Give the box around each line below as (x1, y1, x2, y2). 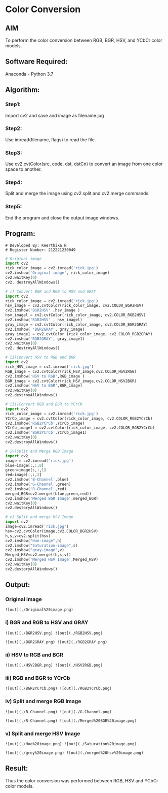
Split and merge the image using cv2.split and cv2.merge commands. (5, 191, 150, 197)
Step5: (5, 203, 22, 210)
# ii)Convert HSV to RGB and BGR (5, 355, 76, 360)
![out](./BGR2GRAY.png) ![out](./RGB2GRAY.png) (5, 639, 108, 645)
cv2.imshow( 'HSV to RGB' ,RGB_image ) (5, 373, 85, 379)
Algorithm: (5, 85, 40, 94)
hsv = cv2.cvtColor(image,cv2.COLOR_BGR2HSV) (5, 528, 99, 534)
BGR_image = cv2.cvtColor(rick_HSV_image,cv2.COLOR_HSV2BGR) (5, 378, 137, 384)
